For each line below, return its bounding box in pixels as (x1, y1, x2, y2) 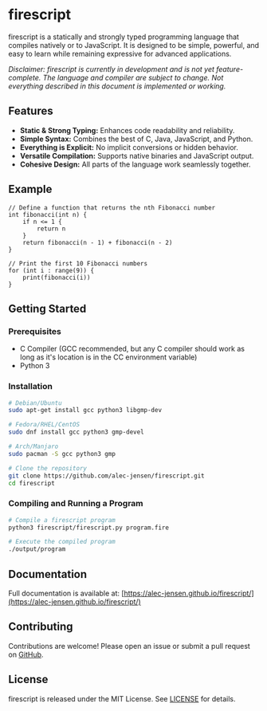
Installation (8, 381, 53, 392)
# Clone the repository (8, 464, 88, 472)
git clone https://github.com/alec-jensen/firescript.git (8, 472, 205, 480)
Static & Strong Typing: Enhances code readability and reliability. (19, 125, 235, 135)
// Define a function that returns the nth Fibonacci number (8, 203, 216, 212)
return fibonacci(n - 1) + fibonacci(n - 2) (22, 238, 173, 246)
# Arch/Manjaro (8, 442, 59, 451)
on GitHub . (8, 650, 44, 659)
